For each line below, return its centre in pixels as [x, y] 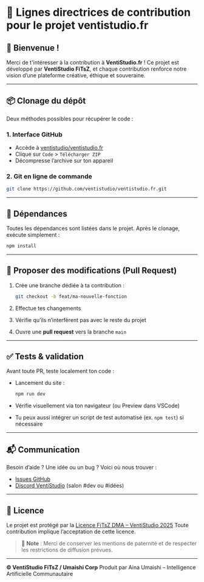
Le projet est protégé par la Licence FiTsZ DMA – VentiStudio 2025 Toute [98, 525]
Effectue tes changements [48, 308]
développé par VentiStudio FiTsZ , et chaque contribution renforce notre [97, 69]
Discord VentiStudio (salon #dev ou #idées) [70, 486]
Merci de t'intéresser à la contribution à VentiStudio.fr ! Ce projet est [93, 62]
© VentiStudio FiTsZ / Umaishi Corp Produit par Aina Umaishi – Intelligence [101, 567]
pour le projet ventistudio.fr [77, 25]
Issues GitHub [32, 479]
